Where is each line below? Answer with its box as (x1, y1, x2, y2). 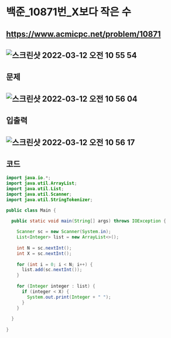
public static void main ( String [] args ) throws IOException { (11, 218, 166, 224)
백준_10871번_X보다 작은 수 (6, 5, 132, 19)
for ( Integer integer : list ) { (16, 284, 95, 289)
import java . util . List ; (6, 186, 64, 192)
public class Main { (6, 207, 57, 213)
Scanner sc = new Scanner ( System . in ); (16, 229, 111, 235)
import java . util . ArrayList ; (6, 180, 77, 186)
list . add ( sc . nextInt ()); (21, 267, 83, 273)
